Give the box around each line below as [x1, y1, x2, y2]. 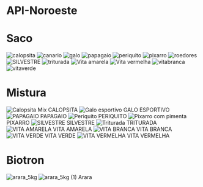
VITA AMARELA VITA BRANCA [53, 125, 172, 133]
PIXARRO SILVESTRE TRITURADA [6, 119, 157, 127]
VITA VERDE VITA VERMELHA [45, 132, 170, 139]
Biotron [6, 153, 45, 168]
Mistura [6, 86, 47, 100]
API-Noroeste [6, 4, 78, 18]
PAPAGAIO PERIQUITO [40, 113, 127, 120]
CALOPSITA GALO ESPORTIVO [48, 106, 170, 113]
